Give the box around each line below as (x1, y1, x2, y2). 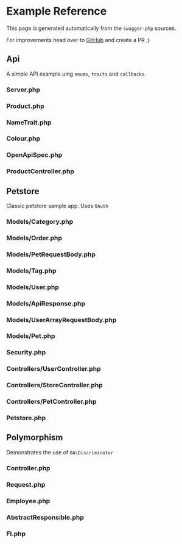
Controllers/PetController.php (6, 398, 97, 406)
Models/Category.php (6, 218, 74, 226)
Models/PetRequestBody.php (6, 250, 96, 259)
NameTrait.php (6, 118, 52, 126)
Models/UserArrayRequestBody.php (6, 315, 117, 324)
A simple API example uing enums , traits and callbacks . (6, 70, 146, 77)
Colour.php (6, 134, 41, 143)
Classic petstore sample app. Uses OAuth (6, 202, 108, 210)
